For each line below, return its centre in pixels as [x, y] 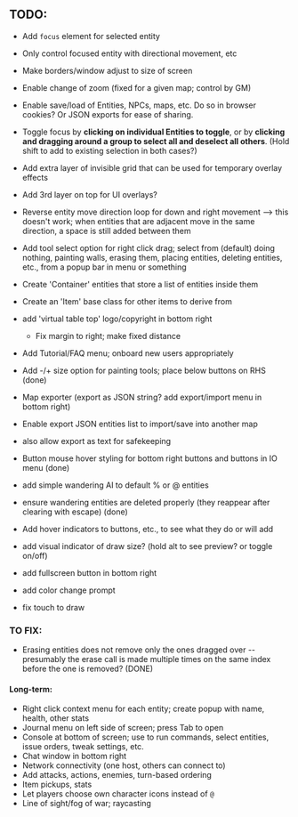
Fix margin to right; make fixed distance [108, 336]
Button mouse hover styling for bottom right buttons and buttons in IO [149, 458]
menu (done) [46, 467]
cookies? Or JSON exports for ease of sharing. [108, 114]
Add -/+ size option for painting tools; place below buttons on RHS [144, 370]
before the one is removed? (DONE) [88, 669]
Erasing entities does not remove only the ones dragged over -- [139, 650]
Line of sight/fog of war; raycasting [86, 804]
